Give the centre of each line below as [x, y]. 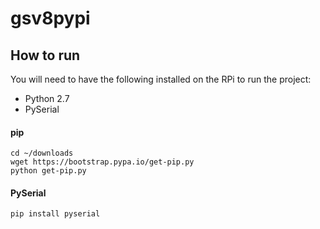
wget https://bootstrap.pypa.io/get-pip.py [102, 162]
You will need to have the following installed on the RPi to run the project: [161, 79]
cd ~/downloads [42, 153]
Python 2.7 [47, 98]
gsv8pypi [50, 18]
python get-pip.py [48, 171]
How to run [45, 55]
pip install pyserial [55, 214]
